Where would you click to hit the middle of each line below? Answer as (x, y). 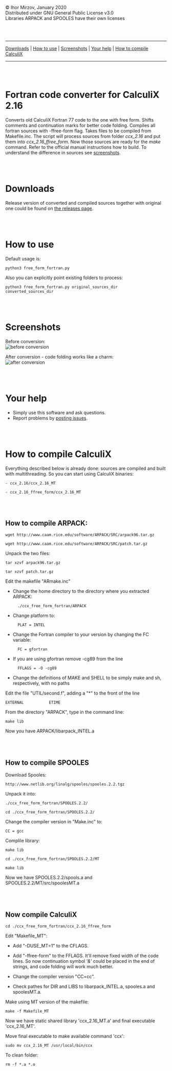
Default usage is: (23, 259)
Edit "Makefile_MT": (26, 936)
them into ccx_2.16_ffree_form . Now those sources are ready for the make (83, 142)
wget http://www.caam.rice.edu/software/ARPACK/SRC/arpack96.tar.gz (80, 535)
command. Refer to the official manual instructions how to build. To (76, 147)
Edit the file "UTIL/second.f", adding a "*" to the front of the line (72, 693)
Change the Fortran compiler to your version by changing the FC (81, 634)
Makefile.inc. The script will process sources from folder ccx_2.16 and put (83, 136)
